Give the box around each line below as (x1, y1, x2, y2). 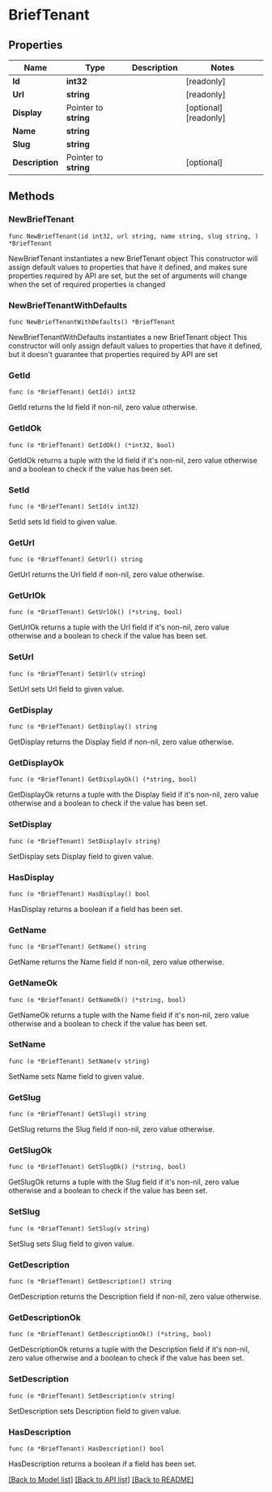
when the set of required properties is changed (8, 279, 166, 289)
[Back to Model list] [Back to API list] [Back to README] (8, 1474, 194, 1484)
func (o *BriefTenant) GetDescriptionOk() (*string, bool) (8, 1331, 212, 1339)
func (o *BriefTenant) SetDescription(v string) (8, 1391, 176, 1400)
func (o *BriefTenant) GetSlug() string (8, 1110, 147, 1119)
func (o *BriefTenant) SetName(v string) (8, 1057, 151, 1065)
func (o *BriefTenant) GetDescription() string (8, 1278, 172, 1286)
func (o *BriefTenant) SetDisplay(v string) (8, 837, 161, 845)
